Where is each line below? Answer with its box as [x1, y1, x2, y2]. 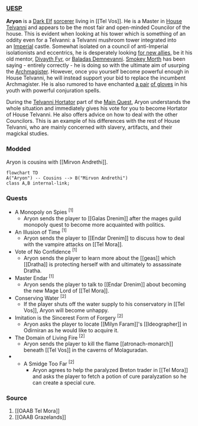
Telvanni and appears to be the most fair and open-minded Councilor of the [6, 24, 190, 31]
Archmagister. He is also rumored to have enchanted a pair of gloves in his [6, 81, 188, 88]
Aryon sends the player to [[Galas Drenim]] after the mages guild [23, 215, 181, 222]
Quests [6, 194, 28, 202]
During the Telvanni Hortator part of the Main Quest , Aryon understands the [6, 98, 191, 106]
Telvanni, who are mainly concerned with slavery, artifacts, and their [6, 123, 173, 131]
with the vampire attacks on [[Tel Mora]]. [23, 241, 123, 248]
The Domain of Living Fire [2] [14, 333, 85, 341]
